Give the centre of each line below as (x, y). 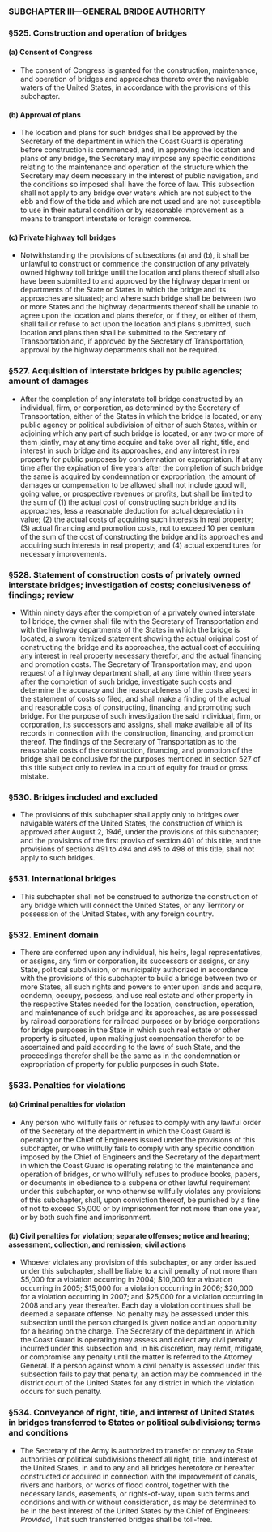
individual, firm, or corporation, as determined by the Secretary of (130, 408)
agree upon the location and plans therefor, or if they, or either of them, (139, 316)
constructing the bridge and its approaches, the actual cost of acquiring (140, 647)
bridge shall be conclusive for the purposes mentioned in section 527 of (140, 759)
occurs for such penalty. (61, 1392)
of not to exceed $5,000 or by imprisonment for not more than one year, (140, 1209)
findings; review (41, 595)
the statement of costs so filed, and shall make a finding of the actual (135, 699)
